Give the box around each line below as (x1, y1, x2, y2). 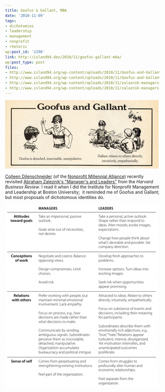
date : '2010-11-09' (5, 13, 45, 18)
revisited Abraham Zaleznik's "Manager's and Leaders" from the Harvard (5, 178, 153, 184)
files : (5, 65, 19, 70)
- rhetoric (5, 44, 27, 49)
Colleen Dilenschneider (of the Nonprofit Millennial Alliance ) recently (5, 173, 144, 179)
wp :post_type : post (5, 59, 45, 65)
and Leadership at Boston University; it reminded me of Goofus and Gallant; (5, 189, 160, 195)
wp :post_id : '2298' (5, 49, 45, 54)
